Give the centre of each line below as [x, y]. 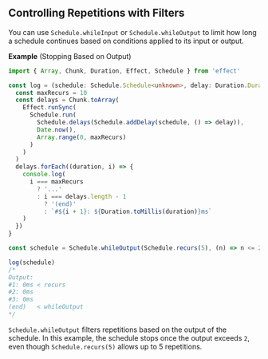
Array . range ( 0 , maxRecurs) [82, 137]
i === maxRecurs [56, 182]
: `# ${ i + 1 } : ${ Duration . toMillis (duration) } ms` [128, 211]
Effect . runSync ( [50, 108]
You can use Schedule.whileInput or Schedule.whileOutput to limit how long [132, 32]
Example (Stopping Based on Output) [70, 56]
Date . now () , [57, 130]
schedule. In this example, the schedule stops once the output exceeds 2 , [129, 337]
